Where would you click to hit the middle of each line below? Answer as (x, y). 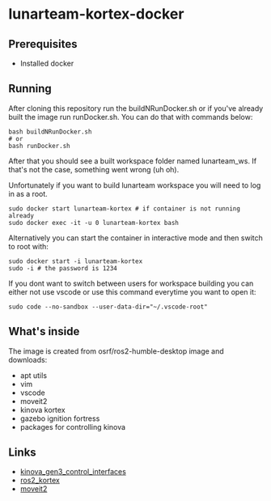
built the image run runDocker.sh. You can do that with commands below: (131, 117)
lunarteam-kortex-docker (96, 14)
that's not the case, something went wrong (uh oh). (94, 169)
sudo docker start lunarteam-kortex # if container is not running (125, 208)
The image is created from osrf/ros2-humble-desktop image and (116, 351)
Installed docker (47, 63)
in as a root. (28, 193)
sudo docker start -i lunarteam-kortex (76, 261)
